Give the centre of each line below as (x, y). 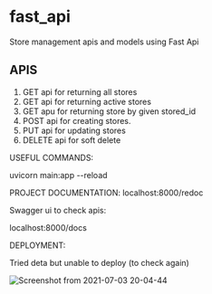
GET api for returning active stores (87, 101)
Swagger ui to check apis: (58, 210)
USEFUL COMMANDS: (51, 157)
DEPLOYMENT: (38, 245)
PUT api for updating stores (74, 130)
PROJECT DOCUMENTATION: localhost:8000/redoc (106, 193)
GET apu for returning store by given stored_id (109, 111)
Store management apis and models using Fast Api (104, 42)
